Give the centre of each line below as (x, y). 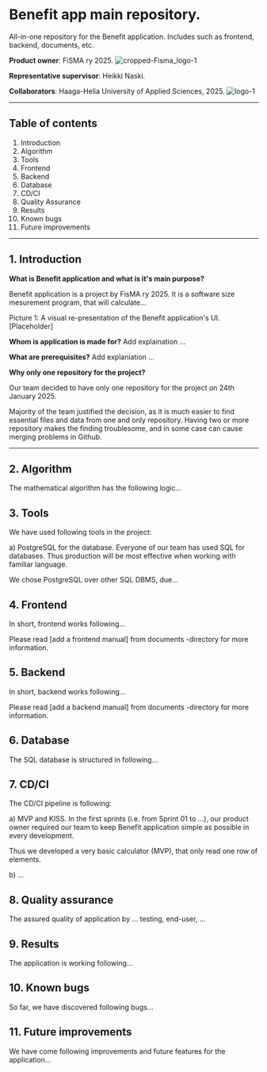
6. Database (39, 741)
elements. (25, 859)
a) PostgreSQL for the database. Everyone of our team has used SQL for (127, 548)
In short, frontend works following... (67, 624)
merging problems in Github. (55, 436)
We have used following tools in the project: (80, 532)
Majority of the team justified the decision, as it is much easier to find (122, 411)
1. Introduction (45, 259)
